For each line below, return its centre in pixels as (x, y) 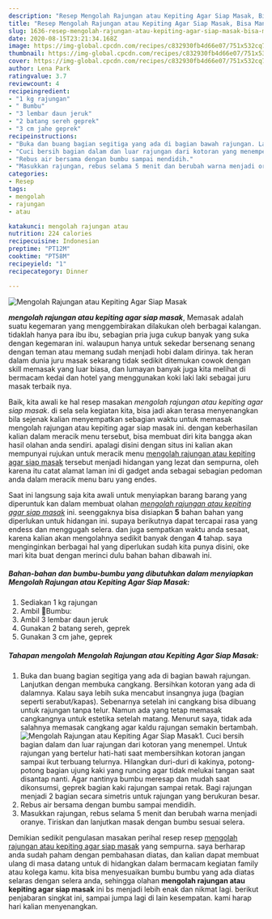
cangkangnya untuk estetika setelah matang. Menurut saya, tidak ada (136, 719)
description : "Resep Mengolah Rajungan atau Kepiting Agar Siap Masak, (132, 16)
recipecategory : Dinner (49, 271)
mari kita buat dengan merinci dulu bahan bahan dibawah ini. (110, 555)
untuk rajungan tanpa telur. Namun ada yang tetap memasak (121, 710)
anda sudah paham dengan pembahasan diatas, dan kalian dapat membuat (134, 855)
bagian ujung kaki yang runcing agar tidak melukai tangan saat (150, 771)
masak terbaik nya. (40, 386)
